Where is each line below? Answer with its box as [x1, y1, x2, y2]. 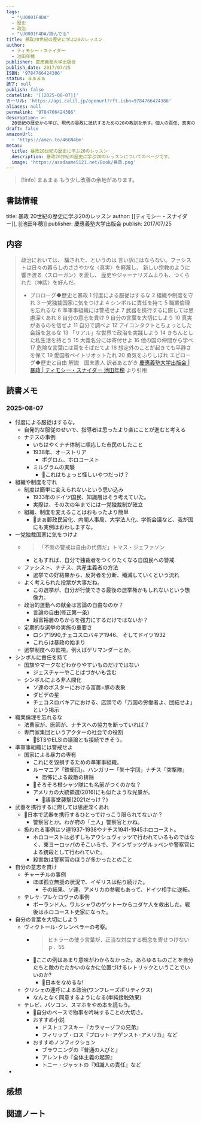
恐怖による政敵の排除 [41, 773, 95, 781]
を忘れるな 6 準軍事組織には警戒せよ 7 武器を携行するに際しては [29, 306, 189, 313]
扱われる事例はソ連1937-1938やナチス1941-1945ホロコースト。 [23, 826, 179, 833]
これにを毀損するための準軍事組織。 [32, 759, 123, 766]
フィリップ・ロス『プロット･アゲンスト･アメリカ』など [41, 1031, 178, 1038]
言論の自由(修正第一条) [32, 609, 90, 616]
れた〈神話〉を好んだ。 [20, 279, 79, 286]
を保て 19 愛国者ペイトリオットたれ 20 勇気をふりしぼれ [29, 351, 169, 358]
